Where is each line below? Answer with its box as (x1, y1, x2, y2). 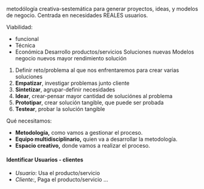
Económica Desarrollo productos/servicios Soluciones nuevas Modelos (15, 48, 194, 55)
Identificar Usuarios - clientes (6, 155, 83, 163)
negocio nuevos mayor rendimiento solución (15, 55, 127, 62)
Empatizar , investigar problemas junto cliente (15, 79, 130, 87)
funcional (15, 35, 39, 42)
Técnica (15, 42, 35, 49)
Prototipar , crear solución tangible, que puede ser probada (15, 99, 164, 106)
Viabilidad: (6, 24, 33, 30)
